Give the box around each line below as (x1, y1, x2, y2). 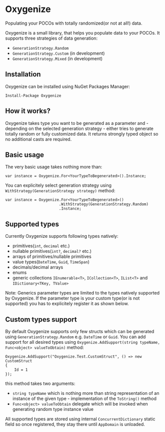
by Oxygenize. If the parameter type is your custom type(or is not (5, 295, 140, 302)
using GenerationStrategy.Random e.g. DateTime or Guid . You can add (5, 334, 146, 340)
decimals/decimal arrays (12, 264, 63, 270)
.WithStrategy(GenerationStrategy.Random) (58, 202, 149, 207)
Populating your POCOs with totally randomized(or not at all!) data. (5, 20, 142, 26)
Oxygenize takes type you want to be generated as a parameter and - (5, 120, 148, 126)
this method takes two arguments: (5, 380, 75, 386)
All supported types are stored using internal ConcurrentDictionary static (5, 416, 155, 422)
